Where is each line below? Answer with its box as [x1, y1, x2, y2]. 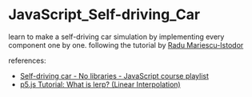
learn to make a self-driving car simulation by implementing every [8, 32, 225, 41]
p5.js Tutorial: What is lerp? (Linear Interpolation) [19, 80, 182, 89]
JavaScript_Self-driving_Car [8, 6, 201, 24]
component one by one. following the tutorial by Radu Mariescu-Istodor [8, 40, 244, 49]
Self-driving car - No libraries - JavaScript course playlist [19, 71, 210, 80]
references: [8, 56, 46, 65]
